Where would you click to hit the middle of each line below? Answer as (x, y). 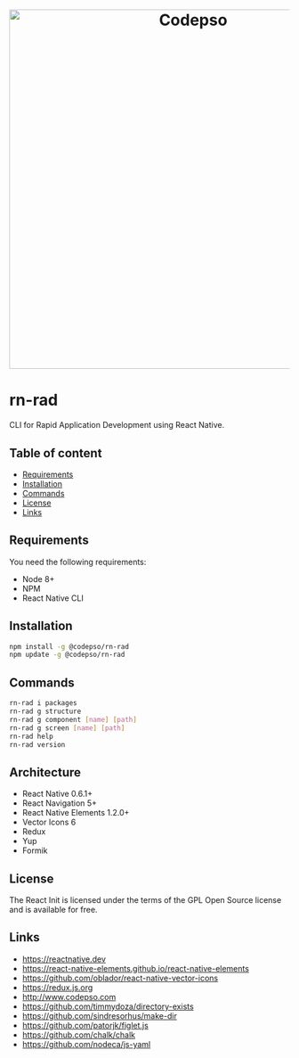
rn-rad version (37, 744)
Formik (35, 850)
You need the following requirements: (78, 562)
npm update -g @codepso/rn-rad (67, 655)
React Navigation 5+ (60, 803)
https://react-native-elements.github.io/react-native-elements (135, 968)
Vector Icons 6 (49, 822)
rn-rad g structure (45, 711)
